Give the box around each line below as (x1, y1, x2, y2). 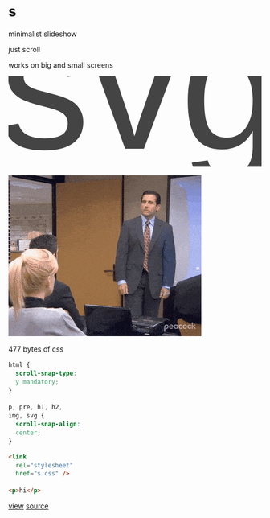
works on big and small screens (8, 60, 114, 70)
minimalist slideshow (8, 29, 78, 39)
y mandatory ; (15, 377, 59, 386)
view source (8, 501, 49, 511)
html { (8, 360, 31, 368)
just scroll (8, 44, 41, 54)
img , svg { (8, 412, 45, 420)
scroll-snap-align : (15, 421, 81, 429)
